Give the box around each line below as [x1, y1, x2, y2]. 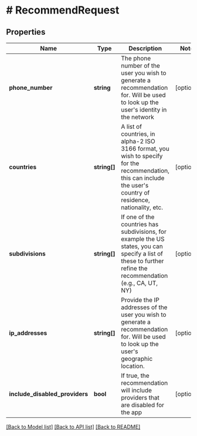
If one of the [121, 213, 155, 221]
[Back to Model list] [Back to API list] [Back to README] [6, 424, 141, 430]
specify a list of [121, 250, 163, 257]
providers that [121, 394, 159, 401]
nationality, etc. [121, 203, 163, 212]
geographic [121, 355, 153, 363]
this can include [121, 174, 165, 182]
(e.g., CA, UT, [121, 279, 158, 287]
